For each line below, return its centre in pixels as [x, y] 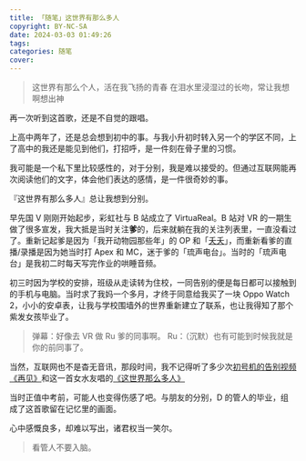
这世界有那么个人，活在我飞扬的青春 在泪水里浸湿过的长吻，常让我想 [160, 87]
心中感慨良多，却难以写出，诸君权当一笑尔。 [93, 428]
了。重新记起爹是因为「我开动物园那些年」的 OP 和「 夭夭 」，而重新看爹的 [147, 241]
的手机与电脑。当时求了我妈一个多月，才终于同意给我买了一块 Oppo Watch [149, 294]
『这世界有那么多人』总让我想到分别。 [81, 198]
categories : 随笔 [41, 52]
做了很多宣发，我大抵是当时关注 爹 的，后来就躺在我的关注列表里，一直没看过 [153, 229]
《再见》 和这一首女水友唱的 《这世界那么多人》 [97, 378]
